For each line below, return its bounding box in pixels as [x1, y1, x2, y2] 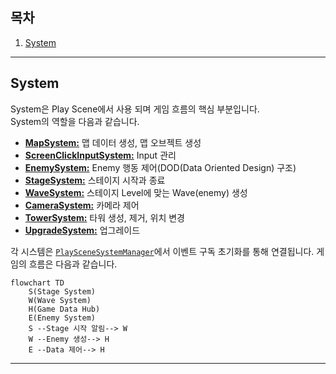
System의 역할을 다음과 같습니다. [10, 115, 140, 127]
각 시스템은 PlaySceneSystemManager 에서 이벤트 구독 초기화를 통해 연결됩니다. [10, 245, 315, 257]
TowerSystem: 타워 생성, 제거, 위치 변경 [24, 211, 185, 223]
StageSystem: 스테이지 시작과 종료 [24, 174, 166, 186]
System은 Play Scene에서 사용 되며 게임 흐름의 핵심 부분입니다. [10, 103, 260, 115]
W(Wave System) [28, 295, 92, 305]
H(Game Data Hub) [28, 304, 101, 314]
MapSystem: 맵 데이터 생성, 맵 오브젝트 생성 [24, 136, 202, 148]
